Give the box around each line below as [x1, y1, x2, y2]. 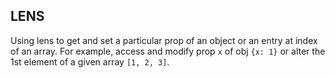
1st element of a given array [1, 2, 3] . [10, 55, 170, 68]
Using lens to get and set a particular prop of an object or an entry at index [10, 34, 318, 46]
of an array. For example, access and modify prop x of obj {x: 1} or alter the [10, 45, 326, 57]
